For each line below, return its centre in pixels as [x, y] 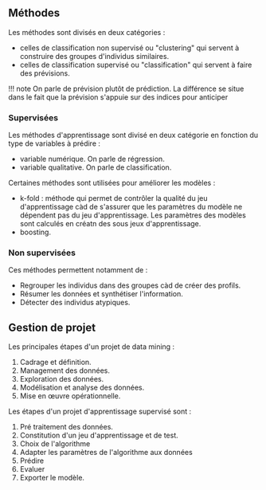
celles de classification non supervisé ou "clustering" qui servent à [129, 48]
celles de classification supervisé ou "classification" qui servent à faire [136, 65]
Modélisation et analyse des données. [82, 388]
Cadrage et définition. [55, 363]
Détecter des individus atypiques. [75, 303]
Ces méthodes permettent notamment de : [78, 270]
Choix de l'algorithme [55, 444]
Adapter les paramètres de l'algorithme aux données [106, 453]
